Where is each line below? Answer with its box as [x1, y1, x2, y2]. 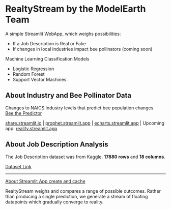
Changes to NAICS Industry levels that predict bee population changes [5, 105, 154, 111]
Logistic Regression [12, 66, 54, 72]
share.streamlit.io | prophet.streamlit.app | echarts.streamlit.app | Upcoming [5, 120, 164, 126]
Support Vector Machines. [12, 76, 68, 82]
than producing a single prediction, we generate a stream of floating [5, 193, 148, 199]
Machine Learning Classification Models [5, 55, 90, 62]
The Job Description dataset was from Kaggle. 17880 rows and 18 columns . [5, 154, 165, 160]
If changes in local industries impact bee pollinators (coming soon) [12, 46, 153, 52]
